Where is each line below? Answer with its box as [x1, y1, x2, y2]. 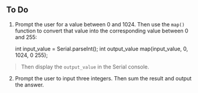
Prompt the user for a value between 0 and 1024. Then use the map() [14, 20, 185, 28]
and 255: [14, 33, 37, 41]
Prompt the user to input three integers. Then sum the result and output [14, 74, 192, 82]
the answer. [14, 81, 44, 88]
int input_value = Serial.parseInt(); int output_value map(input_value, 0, [14, 45, 188, 52]
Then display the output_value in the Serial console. [20, 63, 149, 70]
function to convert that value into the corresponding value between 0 [14, 27, 189, 34]
